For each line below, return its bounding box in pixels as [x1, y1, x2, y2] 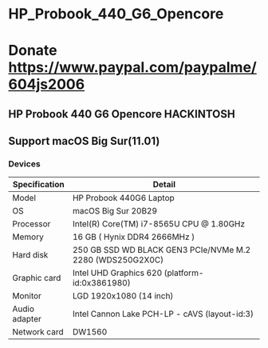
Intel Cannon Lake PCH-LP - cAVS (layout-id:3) [72, 309, 254, 320]
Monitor [12, 290, 42, 302]
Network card [12, 326, 64, 338]
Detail [152, 179, 175, 190]
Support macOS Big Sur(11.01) [8, 134, 160, 148]
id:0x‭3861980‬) [72, 278, 131, 289]
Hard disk [12, 250, 49, 261]
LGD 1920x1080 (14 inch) [72, 290, 174, 302]
